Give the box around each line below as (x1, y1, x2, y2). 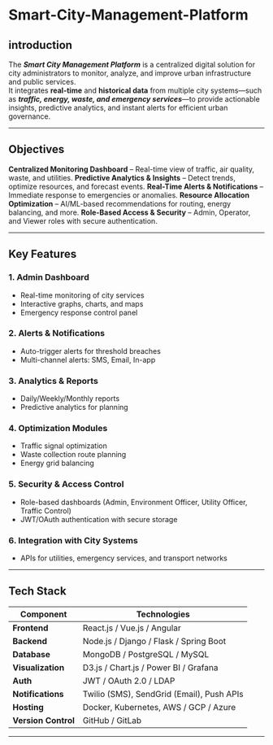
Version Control (12, 714, 76, 725)
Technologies (136, 608, 190, 620)
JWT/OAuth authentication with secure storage (19, 514, 178, 524)
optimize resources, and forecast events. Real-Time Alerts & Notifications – (8, 181, 264, 191)
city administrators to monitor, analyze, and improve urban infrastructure (8, 68, 252, 78)
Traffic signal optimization (19, 441, 107, 451)
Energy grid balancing (19, 458, 95, 468)
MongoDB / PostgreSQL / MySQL (82, 648, 210, 660)
